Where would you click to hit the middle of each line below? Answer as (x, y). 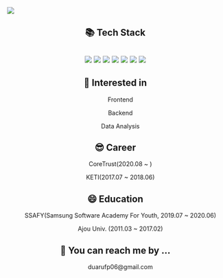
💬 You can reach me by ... (115, 250)
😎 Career (115, 147)
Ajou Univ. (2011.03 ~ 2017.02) (120, 229)
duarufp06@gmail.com (120, 267)
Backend (120, 113)
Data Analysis (120, 126)
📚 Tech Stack (115, 33)
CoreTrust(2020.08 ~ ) (120, 164)
